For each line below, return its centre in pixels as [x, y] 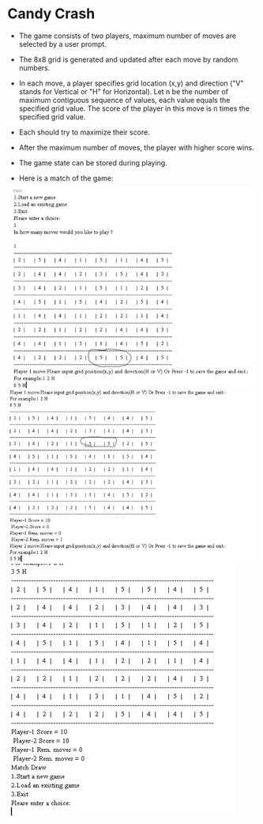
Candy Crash [51, 14]
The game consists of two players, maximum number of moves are [128, 36]
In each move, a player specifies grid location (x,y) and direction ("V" [131, 83]
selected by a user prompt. [63, 44]
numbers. [34, 67]
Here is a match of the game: [66, 178]
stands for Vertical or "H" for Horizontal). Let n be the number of [124, 91]
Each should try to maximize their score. [85, 132]
